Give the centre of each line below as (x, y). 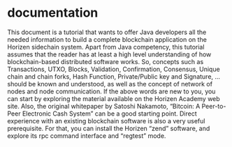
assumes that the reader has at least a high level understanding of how (109, 54)
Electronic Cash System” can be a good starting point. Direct (109, 114)
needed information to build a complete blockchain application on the (107, 39)
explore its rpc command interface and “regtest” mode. (87, 136)
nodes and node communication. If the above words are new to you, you (111, 91)
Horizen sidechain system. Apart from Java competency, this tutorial (106, 47)
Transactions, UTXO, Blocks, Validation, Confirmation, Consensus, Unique (114, 69)
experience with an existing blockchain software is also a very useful (106, 121)
